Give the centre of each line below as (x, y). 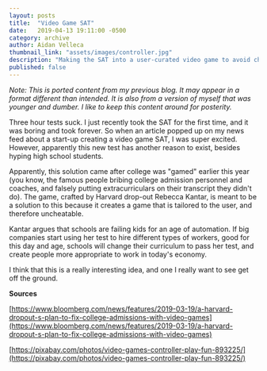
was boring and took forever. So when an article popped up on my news (127, 130)
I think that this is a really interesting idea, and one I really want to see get (129, 269)
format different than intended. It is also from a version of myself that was (130, 98)
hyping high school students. (56, 156)
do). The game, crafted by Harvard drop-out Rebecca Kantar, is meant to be (133, 196)
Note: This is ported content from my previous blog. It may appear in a (124, 90)
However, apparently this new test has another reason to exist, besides (125, 147)
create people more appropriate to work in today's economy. (108, 254)
